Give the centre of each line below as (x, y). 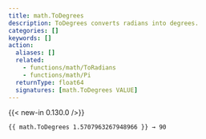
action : (21, 46)
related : (30, 61)
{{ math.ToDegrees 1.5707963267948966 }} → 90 (87, 127)
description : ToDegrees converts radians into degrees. (103, 23)
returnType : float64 (50, 82)
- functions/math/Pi (57, 75)
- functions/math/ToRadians (69, 68)
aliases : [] (36, 53)
